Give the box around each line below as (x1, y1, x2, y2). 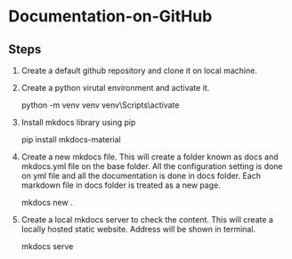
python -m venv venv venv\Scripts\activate (20, 100, 180, 110)
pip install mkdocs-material (20, 134, 121, 144)
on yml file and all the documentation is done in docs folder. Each (20, 171, 262, 181)
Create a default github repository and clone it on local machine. (20, 65, 257, 76)
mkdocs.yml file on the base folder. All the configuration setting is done (20, 161, 283, 171)
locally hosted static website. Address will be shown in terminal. (20, 224, 255, 234)
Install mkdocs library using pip (20, 117, 136, 127)
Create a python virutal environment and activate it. (20, 83, 210, 93)
